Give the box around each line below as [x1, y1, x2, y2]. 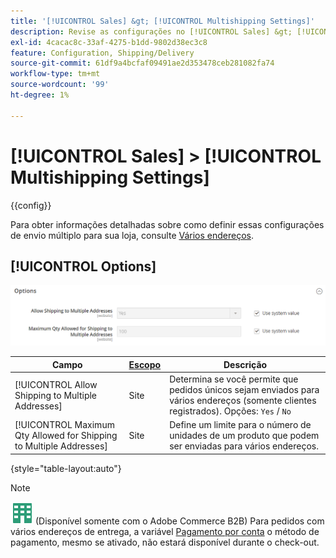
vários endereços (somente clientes [169, 395, 317, 407]
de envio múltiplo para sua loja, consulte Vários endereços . [10, 229, 255, 241]
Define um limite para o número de [169, 419, 312, 431]
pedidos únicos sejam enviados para [169, 384, 320, 396]
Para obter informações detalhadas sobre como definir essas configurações [10, 218, 325, 230]
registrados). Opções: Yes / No [169, 405, 292, 417]
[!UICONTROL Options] [10, 258, 157, 275]
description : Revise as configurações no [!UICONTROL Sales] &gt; [10, 26, 293, 37]
